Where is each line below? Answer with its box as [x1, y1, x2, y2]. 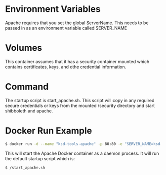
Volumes [5, 42, 42, 54]
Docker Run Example [5, 125, 92, 136]
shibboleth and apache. [5, 107, 53, 114]
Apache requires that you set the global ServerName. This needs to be [5, 20, 149, 26]
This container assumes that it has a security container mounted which [5, 58, 150, 65]
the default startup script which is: [5, 155, 75, 161]
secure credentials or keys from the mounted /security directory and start [5, 103, 155, 108]
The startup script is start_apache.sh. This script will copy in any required [5, 97, 155, 103]
